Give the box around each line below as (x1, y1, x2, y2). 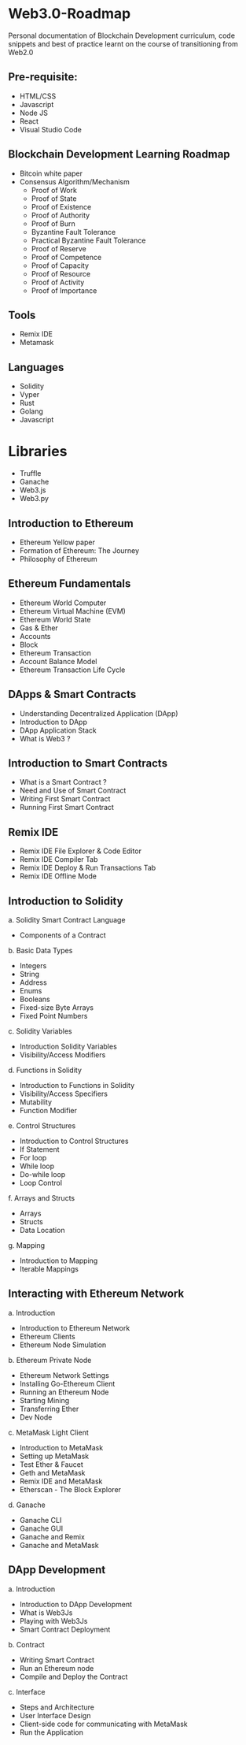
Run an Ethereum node (19, 1663, 94, 1673)
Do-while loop (19, 1170, 66, 1179)
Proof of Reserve (31, 243, 86, 253)
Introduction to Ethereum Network (19, 1323, 130, 1332)
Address (19, 978, 47, 987)
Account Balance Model (19, 656, 97, 666)
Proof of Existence (31, 202, 92, 211)
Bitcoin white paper (19, 169, 83, 178)
